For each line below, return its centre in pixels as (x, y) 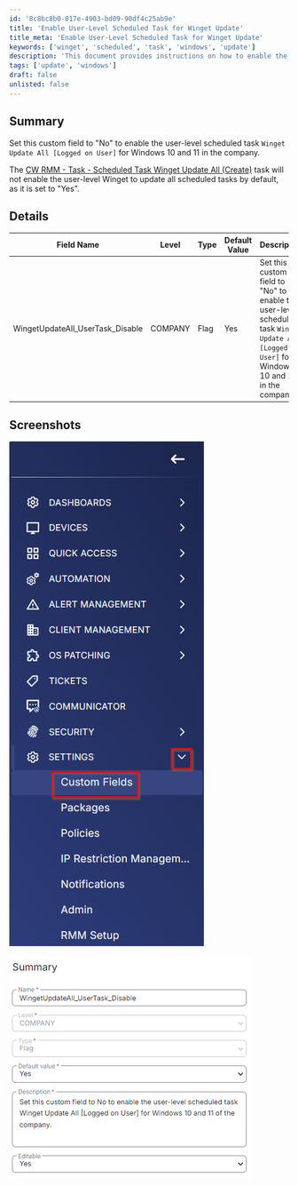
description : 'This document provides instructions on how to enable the (149, 56)
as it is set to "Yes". (44, 188)
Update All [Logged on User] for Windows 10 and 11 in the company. (135, 152)
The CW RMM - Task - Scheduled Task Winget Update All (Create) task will (146, 170)
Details (29, 216)
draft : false (33, 76)
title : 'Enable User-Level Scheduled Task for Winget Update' (126, 28)
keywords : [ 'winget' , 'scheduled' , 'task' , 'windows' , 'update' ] (133, 47)
